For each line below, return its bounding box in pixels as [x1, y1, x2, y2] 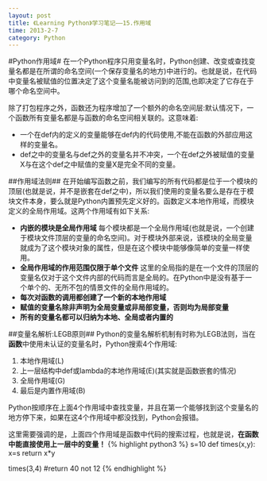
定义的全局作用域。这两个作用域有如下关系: [8, 206, 150, 216]
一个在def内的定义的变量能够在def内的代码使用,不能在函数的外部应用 [19, 130, 246, 140]
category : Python [8, 33, 66, 42]
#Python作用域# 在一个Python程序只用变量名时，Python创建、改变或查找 [8, 56, 249, 66]
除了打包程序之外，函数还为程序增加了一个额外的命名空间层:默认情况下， [8, 103, 248, 113]
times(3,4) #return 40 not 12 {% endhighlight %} [8, 464, 167, 473]
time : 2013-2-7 [8, 26, 59, 34]
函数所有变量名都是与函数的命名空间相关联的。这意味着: [14, 113, 199, 123]
